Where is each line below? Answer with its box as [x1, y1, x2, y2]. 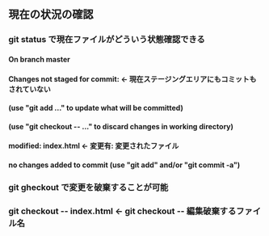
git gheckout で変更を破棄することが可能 [8, 181, 169, 192]
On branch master [8, 54, 71, 64]
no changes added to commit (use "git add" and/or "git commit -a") [8, 160, 241, 170]
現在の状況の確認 [8, 7, 94, 22]
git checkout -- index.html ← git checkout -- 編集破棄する [8, 205, 237, 217]
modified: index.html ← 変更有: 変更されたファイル [8, 141, 179, 151]
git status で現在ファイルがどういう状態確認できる [8, 34, 206, 45]
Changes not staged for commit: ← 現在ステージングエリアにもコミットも [8, 74, 257, 83]
